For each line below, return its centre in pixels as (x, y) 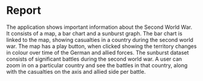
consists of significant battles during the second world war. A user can (94, 59)
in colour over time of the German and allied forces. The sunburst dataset (98, 52)
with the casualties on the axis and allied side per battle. (76, 71)
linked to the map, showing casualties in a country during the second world (100, 40)
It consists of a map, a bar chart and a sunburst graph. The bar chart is (94, 33)
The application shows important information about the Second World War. (99, 27)
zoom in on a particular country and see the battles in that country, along (97, 65)
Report (24, 10)
